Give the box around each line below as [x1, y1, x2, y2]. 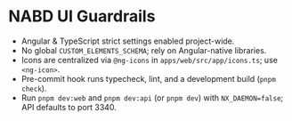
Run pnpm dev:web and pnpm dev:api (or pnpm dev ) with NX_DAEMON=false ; [20, 92, 284, 103]
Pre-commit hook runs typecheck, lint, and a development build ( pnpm [20, 73, 277, 84]
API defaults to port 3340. [20, 101, 117, 112]
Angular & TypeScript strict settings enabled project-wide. [20, 36, 235, 46]
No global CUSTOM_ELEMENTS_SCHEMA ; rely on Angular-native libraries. [20, 44, 267, 55]
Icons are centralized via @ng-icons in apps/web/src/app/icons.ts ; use [20, 54, 278, 65]
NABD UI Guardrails [8, 6, 156, 27]
